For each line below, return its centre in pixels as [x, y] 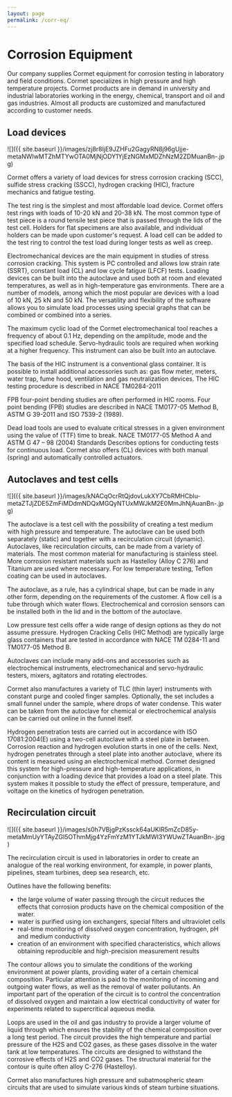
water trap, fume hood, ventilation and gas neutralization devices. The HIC [113, 379]
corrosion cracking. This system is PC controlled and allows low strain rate [114, 263]
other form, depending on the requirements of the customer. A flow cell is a [115, 597]
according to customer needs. [50, 110]
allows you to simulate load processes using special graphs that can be [109, 308]
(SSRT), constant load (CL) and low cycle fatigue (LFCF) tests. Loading [108, 271]
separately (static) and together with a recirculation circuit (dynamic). [106, 539]
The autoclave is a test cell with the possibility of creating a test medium [110, 525]
